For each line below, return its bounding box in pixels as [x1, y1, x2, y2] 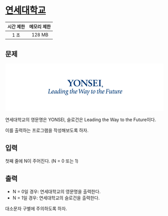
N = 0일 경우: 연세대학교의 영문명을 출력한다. [12, 189, 101, 195]
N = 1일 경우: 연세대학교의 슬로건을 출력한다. [12, 195, 100, 201]
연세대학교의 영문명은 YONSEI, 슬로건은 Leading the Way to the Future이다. [5, 117, 156, 123]
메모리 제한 [29, 24, 51, 30]
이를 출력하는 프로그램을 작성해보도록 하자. [5, 127, 89, 134]
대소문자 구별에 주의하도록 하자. [5, 205, 67, 212]
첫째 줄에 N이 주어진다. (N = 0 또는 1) [5, 158, 79, 164]
